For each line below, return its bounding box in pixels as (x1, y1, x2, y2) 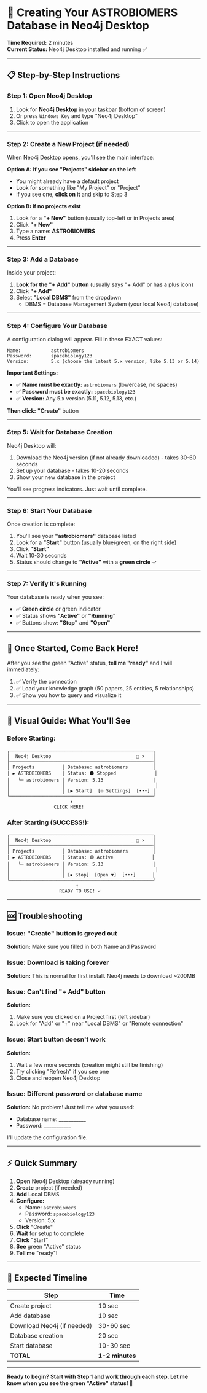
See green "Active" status (15, 1243, 82, 1250)
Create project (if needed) (15, 1184, 83, 1191)
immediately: (7, 666, 39, 673)
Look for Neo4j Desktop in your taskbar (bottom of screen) (15, 106, 166, 113)
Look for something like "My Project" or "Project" (15, 184, 141, 191)
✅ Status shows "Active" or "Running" (15, 612, 116, 620)
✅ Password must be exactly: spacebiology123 (15, 388, 136, 395)
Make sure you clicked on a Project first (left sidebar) (15, 1013, 150, 1021)
